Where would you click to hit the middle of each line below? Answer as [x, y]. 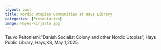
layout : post [18, 10]
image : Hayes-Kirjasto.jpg [32, 23]
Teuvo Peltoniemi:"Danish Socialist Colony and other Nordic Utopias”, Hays [80, 37]
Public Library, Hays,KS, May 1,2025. [42, 43]
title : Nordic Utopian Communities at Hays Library [59, 14]
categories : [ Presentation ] [34, 19]
